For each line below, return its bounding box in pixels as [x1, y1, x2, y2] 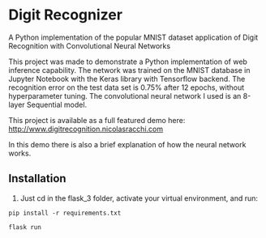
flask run [8, 223, 42, 232]
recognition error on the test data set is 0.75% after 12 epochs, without [8, 83, 245, 92]
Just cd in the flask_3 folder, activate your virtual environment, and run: [19, 193, 258, 203]
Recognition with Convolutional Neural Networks [8, 40, 171, 50]
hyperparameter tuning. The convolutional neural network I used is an [8, 91, 242, 100]
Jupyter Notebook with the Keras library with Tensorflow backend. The [8, 74, 246, 83]
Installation [8, 172, 66, 185]
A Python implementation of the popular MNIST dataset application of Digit [8, 32, 259, 42]
